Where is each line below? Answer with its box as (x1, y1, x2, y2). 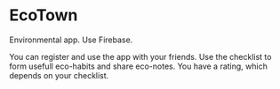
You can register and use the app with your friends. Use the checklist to (9, 51, 272, 62)
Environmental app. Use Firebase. (9, 34, 133, 45)
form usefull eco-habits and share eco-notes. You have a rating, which (9, 61, 268, 71)
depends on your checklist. (9, 70, 109, 80)
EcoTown (9, 5, 78, 26)
